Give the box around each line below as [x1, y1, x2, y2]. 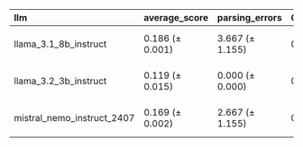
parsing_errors [216, 12, 282, 23]
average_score [143, 12, 209, 23]
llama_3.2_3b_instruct [14, 75, 107, 87]
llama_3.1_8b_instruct [14, 38, 107, 50]
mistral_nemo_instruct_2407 [14, 112, 135, 124]
